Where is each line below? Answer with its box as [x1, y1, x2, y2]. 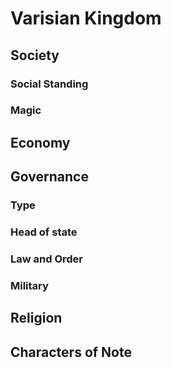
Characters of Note [10, 343, 132, 361]
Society [10, 47, 60, 64]
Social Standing [10, 77, 89, 91]
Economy [10, 134, 71, 151]
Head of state [10, 225, 78, 239]
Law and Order [10, 252, 83, 266]
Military [10, 278, 49, 292]
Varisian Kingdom [10, 7, 162, 30]
